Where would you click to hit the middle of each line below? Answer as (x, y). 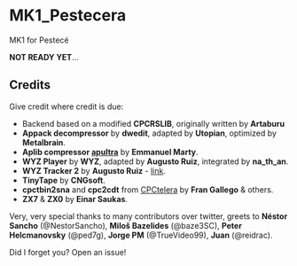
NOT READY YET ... (44, 57)
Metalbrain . (44, 142)
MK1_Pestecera (68, 16)
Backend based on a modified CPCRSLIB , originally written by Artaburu (153, 123)
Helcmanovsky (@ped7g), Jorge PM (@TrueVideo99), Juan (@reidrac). (141, 235)
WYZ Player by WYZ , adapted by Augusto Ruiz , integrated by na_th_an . (155, 161)
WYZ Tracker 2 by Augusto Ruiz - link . (94, 170)
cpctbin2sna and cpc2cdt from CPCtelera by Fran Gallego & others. (148, 189)
